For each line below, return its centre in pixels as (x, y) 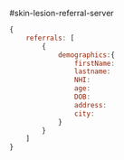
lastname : (92, 71)
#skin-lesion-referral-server (62, 13)
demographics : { (86, 55)
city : (84, 113)
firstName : (95, 63)
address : (90, 105)
